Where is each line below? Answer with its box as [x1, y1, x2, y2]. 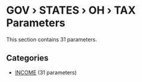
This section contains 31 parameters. [6, 36, 98, 43]
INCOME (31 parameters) [14, 69, 77, 76]
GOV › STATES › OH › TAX [6, 4, 136, 17]
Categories [6, 53, 49, 63]
